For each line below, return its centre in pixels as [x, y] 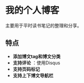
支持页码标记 [26, 69]
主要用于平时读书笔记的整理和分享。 [44, 25]
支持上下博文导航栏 [33, 75]
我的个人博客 [33, 10]
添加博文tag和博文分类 [36, 56]
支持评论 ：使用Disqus [36, 63]
